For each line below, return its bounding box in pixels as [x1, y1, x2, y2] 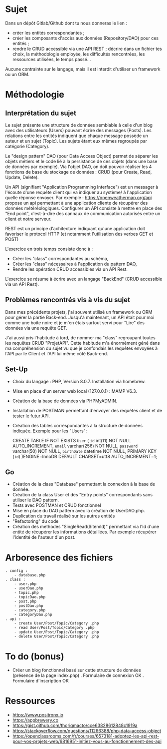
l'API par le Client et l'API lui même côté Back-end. [5, 350, 108, 356]
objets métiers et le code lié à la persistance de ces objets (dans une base [5, 158, 158, 164]
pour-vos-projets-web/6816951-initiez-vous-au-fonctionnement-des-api [12, 738, 162, 744]
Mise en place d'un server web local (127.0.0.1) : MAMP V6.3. [12, 388, 137, 394]
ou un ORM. [5, 71, 30, 77]
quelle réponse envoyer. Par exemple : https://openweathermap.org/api [5, 194, 152, 201]
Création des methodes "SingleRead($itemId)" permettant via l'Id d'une [12, 524, 160, 530]
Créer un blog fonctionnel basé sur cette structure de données [12, 667, 141, 673]
